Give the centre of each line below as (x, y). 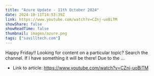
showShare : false (24, 24)
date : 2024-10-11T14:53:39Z (35, 15)
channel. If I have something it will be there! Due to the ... (65, 58)
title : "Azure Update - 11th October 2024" (52, 10)
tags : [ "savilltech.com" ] (33, 39)
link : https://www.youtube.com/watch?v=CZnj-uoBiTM (61, 19)
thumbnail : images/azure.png (36, 33)
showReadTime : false (27, 29)
